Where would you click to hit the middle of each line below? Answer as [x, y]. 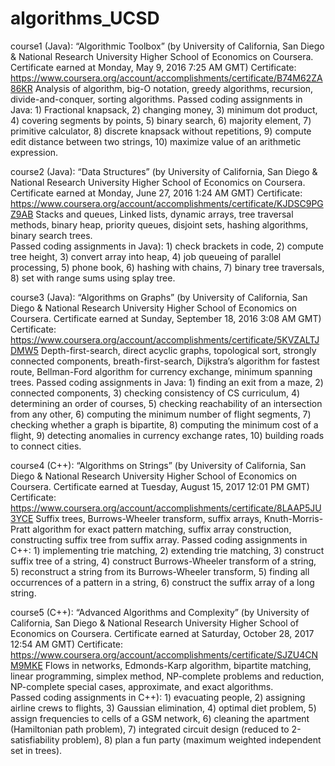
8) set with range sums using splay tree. [93, 278]
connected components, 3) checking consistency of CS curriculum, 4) [155, 393]
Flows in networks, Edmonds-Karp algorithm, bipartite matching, [178, 665]
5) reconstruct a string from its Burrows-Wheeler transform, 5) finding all [160, 571]
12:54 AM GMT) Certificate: [67, 644]
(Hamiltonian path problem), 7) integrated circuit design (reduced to [150, 729]
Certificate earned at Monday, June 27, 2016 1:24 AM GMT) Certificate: [156, 193]
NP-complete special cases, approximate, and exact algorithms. [142, 686]
